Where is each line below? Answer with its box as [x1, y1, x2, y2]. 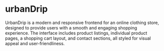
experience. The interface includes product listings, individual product [5, 30, 148, 36]
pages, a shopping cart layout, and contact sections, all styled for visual [5, 35, 151, 41]
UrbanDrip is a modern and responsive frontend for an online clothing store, [5, 20, 159, 25]
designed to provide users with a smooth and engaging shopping [5, 25, 137, 30]
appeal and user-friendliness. [5, 40, 65, 46]
